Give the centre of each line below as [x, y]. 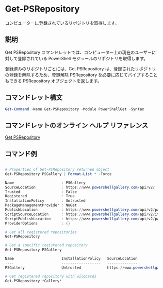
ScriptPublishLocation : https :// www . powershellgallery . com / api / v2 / [80, 219]
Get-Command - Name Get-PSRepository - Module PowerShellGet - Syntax [75, 109]
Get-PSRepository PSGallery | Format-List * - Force [58, 174]
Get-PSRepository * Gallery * [33, 281]
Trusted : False [41, 192]
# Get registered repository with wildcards [51, 276]
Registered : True [40, 196]
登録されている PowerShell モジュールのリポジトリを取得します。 [83, 58]
